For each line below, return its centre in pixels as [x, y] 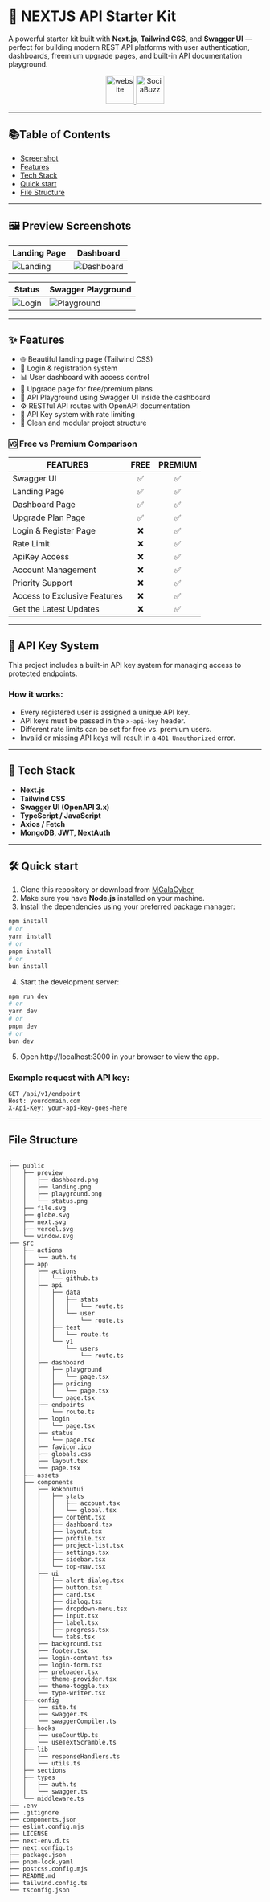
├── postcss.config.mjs [48, 1869]
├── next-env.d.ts [39, 1841]
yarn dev [23, 1012]
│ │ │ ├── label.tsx [53, 1622]
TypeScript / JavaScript [61, 816]
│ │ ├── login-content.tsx [61, 1658]
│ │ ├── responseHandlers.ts [64, 1756]
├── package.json [37, 1855]
